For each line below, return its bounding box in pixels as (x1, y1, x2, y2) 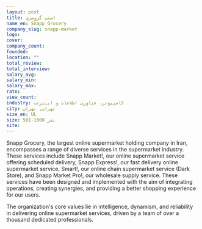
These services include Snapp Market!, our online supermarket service (6, 152, 185, 159)
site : (6, 123, 20, 129)
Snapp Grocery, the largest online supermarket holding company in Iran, (6, 139, 188, 147)
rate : (6, 89, 20, 95)
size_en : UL (6, 111, 37, 117)
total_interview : (6, 65, 51, 72)
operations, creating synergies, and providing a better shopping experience (6, 184, 197, 192)
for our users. (6, 191, 41, 198)
